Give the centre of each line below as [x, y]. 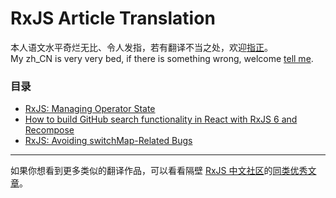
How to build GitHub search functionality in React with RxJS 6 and [161, 119]
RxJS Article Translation [113, 18]
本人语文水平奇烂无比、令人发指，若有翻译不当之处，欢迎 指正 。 [141, 47]
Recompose [49, 130]
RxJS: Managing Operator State [90, 109]
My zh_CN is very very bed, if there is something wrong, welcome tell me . [162, 58]
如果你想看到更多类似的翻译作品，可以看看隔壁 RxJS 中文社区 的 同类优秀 [159, 171]
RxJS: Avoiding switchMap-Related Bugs [108, 141]
